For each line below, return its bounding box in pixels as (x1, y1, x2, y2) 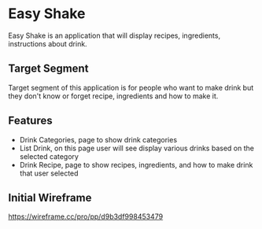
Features (8, 114, 53, 127)
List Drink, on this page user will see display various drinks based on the (19, 143, 254, 153)
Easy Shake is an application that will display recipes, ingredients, (8, 31, 221, 40)
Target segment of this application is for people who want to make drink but (8, 83, 254, 92)
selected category (19, 151, 79, 161)
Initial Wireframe (8, 190, 92, 205)
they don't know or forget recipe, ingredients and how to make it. (8, 91, 219, 101)
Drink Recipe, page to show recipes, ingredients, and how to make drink (19, 160, 253, 169)
